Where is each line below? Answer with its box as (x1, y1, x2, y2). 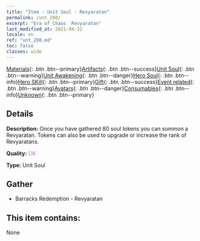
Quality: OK (6, 150, 36, 157)
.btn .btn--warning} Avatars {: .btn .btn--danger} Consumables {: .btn (6, 85, 174, 92)
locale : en (6, 32, 34, 38)
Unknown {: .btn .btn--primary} (18, 91, 95, 98)
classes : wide (6, 49, 42, 55)
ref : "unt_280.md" (6, 37, 53, 43)
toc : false (6, 43, 34, 49)
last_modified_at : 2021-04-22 (6, 26, 83, 32)
